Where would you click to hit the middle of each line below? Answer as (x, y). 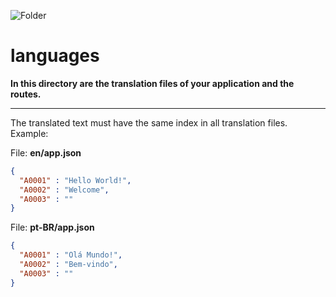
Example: (29, 133)
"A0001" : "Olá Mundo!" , (71, 255)
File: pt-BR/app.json (52, 227)
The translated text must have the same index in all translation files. (149, 122)
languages (55, 56)
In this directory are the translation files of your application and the (152, 83)
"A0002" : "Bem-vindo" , (68, 265)
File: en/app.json (46, 152)
